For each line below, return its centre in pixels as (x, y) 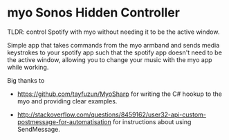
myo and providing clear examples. (67, 101)
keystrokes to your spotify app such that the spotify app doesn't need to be (115, 52)
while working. (28, 67)
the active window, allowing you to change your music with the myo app (110, 59)
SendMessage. (39, 129)
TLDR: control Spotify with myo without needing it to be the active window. (113, 32)
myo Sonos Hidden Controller (93, 13)
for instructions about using (152, 121)
